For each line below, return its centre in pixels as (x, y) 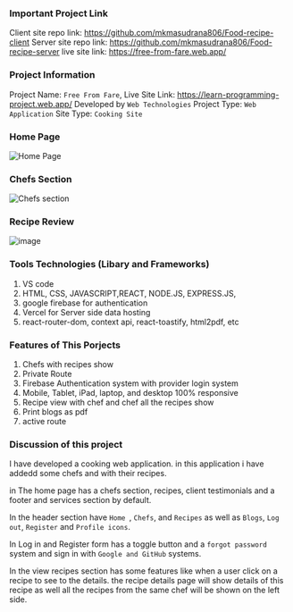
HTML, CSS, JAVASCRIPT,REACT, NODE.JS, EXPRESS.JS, (129, 293)
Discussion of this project (66, 444)
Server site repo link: (69, 42)
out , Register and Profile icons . (70, 527)
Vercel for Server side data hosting (86, 312)
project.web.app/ (41, 104)
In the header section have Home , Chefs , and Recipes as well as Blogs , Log (144, 517)
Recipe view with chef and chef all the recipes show (118, 402)
